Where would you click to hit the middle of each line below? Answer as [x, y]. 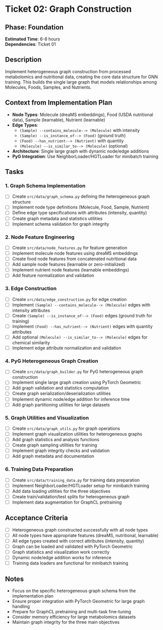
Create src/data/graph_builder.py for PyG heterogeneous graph [78, 372]
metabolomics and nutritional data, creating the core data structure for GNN [81, 77]
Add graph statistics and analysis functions [56, 440]
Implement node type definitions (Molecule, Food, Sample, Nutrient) [81, 207]
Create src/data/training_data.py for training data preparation [76, 480]
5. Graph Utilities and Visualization [47, 418]
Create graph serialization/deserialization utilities [61, 393]
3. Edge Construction [31, 289]
